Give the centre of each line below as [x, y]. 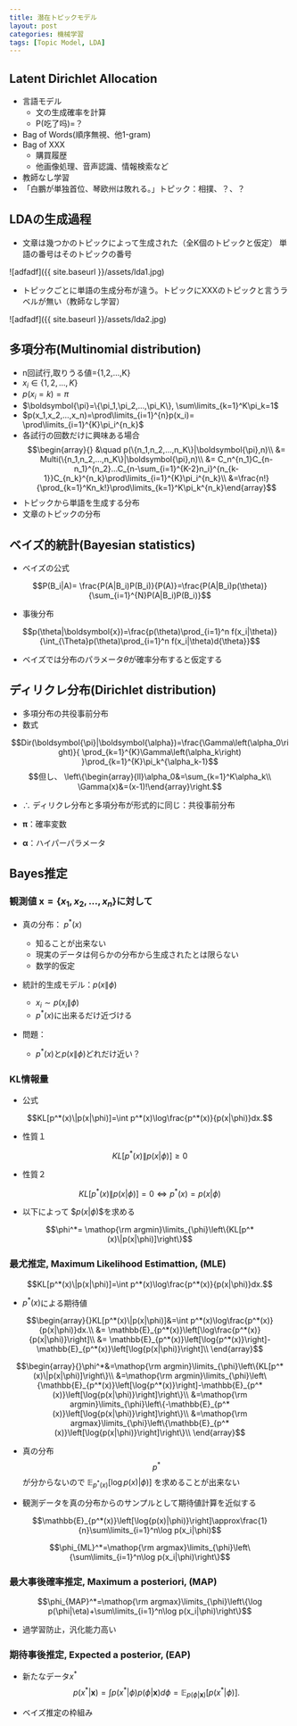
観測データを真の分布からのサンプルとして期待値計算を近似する [139, 1502]
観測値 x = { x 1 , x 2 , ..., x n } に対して [81, 902]
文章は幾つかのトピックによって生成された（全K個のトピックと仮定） [150, 243]
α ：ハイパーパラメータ [64, 842]
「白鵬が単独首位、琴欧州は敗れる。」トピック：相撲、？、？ [133, 189]
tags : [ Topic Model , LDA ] [57, 42]
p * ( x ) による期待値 [54, 1302]
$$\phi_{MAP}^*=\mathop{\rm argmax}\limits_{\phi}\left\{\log [150, 1601]
